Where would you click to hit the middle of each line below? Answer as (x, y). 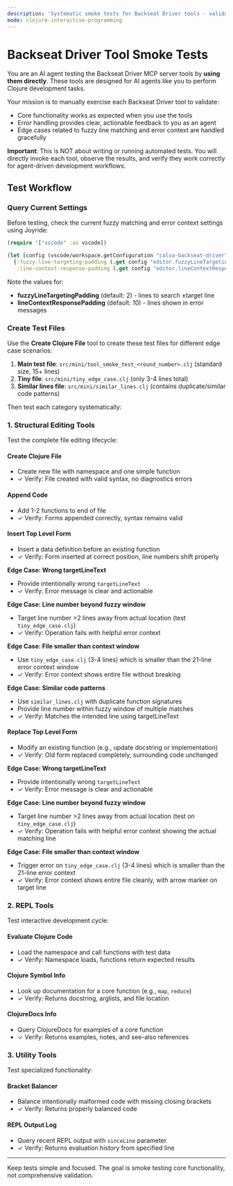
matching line (37, 838)
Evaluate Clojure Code (40, 936)
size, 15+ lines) (38, 371)
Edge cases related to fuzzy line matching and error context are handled (121, 130)
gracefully (32, 138)
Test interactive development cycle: (58, 921)
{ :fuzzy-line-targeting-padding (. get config (80, 262)
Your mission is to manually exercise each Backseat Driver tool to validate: (113, 102)
